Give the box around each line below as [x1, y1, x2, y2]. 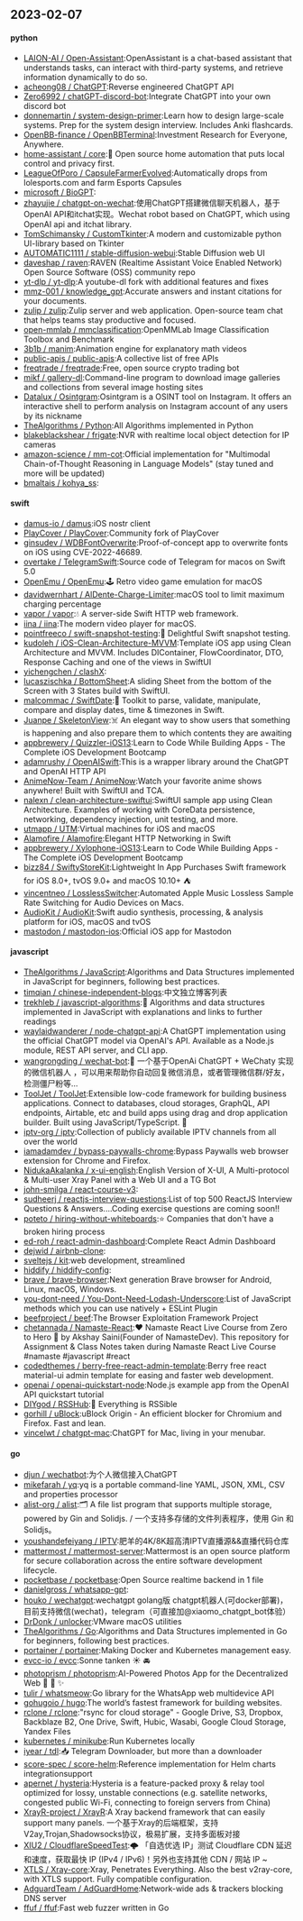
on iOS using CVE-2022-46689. [23, 546, 142, 557]
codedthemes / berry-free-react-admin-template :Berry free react [23, 1360, 267, 1371]
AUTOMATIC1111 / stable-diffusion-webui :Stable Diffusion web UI [23, 247, 265, 258]
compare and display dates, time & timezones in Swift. [23, 704, 225, 715]
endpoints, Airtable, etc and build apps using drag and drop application [23, 1108, 288, 1118]
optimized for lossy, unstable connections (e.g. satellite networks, [23, 1788, 269, 1798]
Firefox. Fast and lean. [23, 1418, 106, 1428]
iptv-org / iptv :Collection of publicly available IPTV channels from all [23, 1127, 277, 1137]
